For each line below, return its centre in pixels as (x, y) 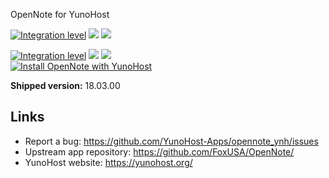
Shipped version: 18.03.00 (65, 85)
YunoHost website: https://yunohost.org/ (108, 162)
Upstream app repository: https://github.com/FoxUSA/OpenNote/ (159, 151)
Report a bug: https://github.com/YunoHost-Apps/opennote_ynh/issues (171, 141)
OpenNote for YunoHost (60, 14)
